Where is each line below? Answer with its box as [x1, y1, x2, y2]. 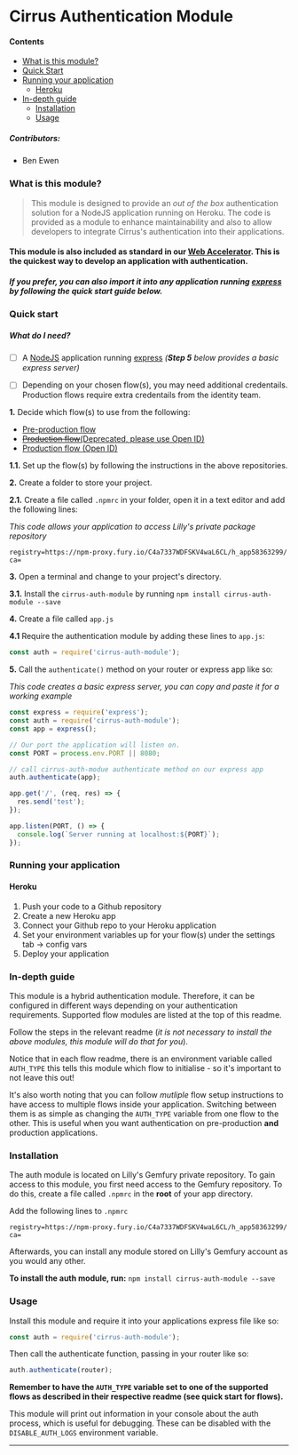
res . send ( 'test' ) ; [17, 797, 86, 806]
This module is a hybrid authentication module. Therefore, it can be [9, 990, 255, 1001]
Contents [9, 36, 44, 46]
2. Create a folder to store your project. [9, 477, 153, 488]
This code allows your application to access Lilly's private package [9, 522, 256, 532]
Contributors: [9, 132, 60, 143]
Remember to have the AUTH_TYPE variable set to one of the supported [9, 1382, 269, 1393]
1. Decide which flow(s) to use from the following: [9, 407, 191, 418]
